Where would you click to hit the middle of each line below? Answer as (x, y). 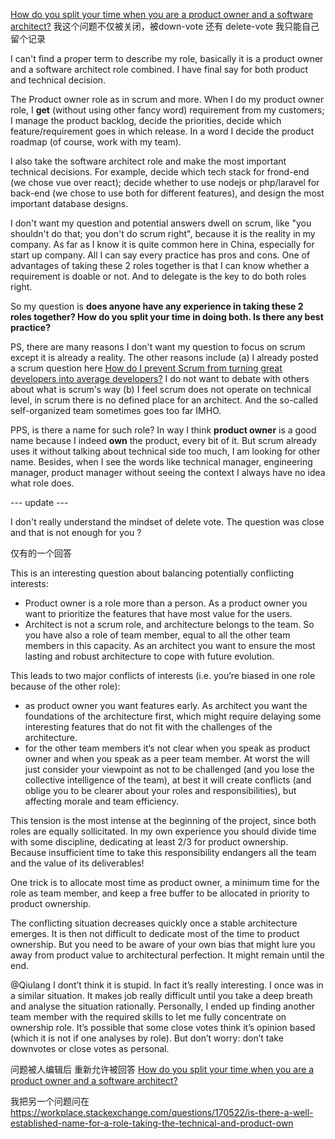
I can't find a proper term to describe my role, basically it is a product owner (167, 58)
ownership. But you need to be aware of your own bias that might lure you (163, 944)
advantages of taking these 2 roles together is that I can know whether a (160, 265)
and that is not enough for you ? (76, 532)
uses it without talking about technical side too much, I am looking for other (165, 451)
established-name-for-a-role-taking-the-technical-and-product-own (152, 1123)
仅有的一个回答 (41, 553)
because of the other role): (65, 686)
